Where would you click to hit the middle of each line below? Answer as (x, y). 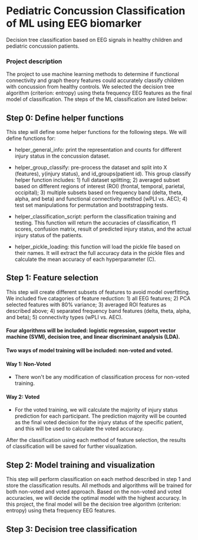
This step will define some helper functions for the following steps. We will (96, 132)
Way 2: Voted (23, 397)
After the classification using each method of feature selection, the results (96, 440)
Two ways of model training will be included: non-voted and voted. (90, 351)
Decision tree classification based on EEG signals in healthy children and (94, 40)
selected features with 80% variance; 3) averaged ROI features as (86, 305)
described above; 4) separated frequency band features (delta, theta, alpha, (99, 310)
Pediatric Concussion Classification (96, 11)
